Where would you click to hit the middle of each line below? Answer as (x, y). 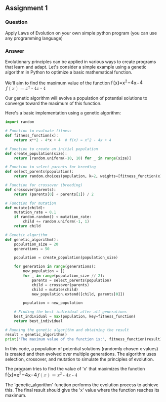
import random (20, 122)
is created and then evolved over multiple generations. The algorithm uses (81, 354)
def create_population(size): (36, 153)
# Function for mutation (31, 203)
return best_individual (39, 321)
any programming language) (34, 38)
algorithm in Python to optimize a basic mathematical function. (69, 72)
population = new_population (53, 303)
